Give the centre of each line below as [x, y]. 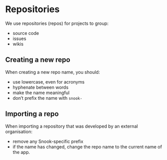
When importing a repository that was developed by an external [72, 126]
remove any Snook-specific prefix [48, 141]
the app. [21, 152]
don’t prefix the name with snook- [47, 98]
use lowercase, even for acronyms [49, 82]
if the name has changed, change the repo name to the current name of [87, 147]
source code [26, 33]
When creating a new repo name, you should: [53, 72]
